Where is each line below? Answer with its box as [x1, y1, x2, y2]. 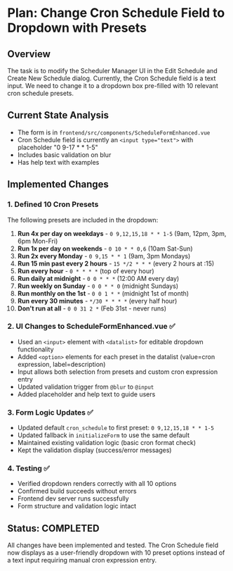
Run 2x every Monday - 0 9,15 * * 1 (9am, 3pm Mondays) [17, 251, 191, 260]
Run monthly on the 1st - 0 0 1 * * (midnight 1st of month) [17, 289, 189, 297]
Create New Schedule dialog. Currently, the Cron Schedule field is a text [7, 74, 216, 82]
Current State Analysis [7, 109, 109, 121]
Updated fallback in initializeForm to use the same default [17, 431, 190, 439]
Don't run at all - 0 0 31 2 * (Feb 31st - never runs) [17, 304, 167, 313]
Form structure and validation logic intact [17, 502, 137, 510]
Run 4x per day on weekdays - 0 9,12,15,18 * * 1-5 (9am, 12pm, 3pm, [17, 229, 227, 237]
